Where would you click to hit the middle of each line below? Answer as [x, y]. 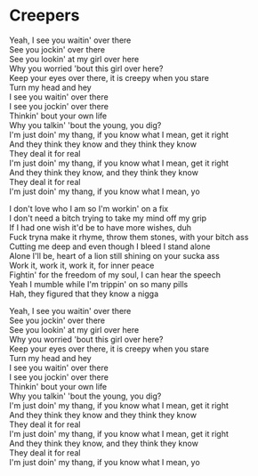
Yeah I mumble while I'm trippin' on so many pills [99, 284]
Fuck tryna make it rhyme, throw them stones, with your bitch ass [129, 237]
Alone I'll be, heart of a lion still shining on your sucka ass [114, 255]
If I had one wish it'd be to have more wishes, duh [100, 227]
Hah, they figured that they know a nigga [84, 294]
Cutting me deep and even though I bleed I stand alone [110, 246]
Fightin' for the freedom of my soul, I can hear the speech [115, 274]
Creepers [44, 16]
